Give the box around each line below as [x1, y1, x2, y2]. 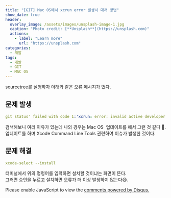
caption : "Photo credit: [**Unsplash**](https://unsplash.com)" [10, 27, 150, 32]
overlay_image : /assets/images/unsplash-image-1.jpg [10, 21, 125, 27]
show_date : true [5, 12, 40, 17]
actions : [10, 31, 29, 36]
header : [5, 17, 22, 22]
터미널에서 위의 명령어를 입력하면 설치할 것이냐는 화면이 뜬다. [5, 170, 127, 177]
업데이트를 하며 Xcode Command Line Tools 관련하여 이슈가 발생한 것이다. [5, 130, 156, 136]
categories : [5, 45, 31, 51]
